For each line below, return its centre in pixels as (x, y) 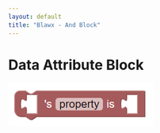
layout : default (35, 17)
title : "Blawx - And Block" (55, 25)
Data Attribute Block (76, 65)
